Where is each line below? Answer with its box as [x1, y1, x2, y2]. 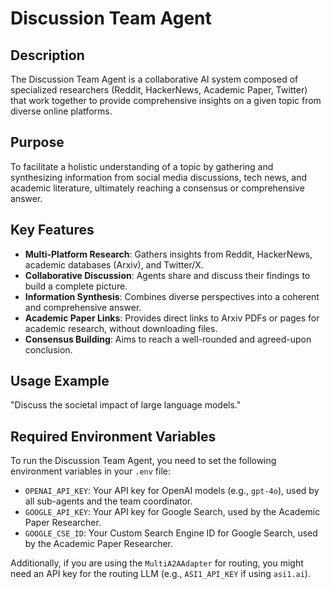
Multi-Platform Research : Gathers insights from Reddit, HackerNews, [24, 248, 313, 260]
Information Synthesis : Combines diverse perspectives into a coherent [24, 290, 320, 302]
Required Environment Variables [10, 428, 217, 445]
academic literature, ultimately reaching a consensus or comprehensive [10, 182, 305, 194]
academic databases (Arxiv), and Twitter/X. [24, 258, 204, 271]
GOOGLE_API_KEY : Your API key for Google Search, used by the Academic [24, 506, 321, 518]
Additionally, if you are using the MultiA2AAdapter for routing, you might [10, 557, 304, 569]
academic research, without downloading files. [24, 322, 218, 334]
